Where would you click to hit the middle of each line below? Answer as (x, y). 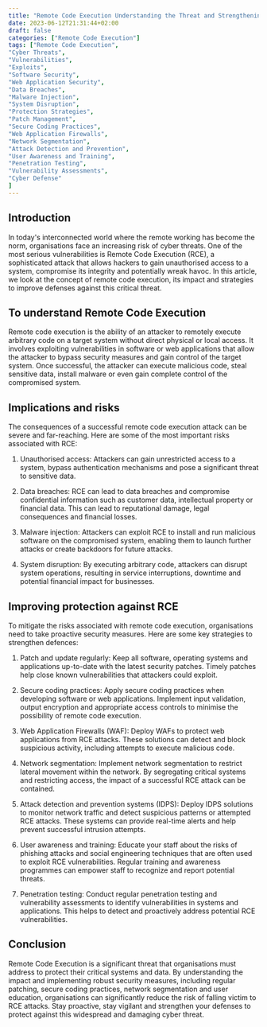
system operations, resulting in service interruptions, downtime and (130, 573)
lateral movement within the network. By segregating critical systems (133, 772)
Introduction (40, 218)
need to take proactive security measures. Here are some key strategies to (130, 634)
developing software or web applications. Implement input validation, (133, 698)
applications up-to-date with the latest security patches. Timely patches (138, 666)
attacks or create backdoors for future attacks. (96, 549)
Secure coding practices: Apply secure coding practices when (122, 690)
